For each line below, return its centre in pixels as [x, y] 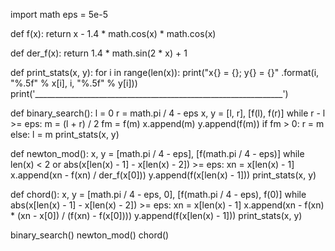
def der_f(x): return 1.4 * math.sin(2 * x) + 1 [99, 53]
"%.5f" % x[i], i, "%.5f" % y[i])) [74, 83]
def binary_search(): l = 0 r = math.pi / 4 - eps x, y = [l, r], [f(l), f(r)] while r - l [168, 113]
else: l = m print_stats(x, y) [65, 134]
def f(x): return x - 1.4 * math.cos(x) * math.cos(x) [113, 33]
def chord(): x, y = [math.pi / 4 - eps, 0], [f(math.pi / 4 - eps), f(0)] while [158, 194]
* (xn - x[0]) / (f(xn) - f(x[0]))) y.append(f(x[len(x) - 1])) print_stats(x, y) [156, 215]
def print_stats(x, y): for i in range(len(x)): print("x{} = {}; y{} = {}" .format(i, [165, 72]
